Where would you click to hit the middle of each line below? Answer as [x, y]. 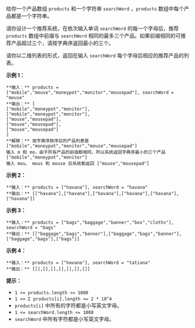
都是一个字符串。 [32, 16]
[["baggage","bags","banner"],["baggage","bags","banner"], [107, 234]
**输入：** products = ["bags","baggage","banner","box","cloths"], [90, 223]
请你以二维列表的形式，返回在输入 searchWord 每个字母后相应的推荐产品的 [95, 55]
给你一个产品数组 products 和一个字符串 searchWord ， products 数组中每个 [95, 8]
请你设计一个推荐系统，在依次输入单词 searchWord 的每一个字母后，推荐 [93, 28]
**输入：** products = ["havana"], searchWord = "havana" [77, 187]
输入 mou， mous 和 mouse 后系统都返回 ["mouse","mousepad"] [78, 163]
